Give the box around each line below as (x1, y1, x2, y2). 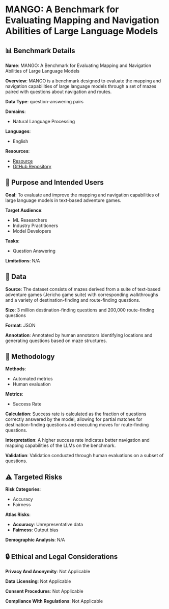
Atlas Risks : (5, 511, 31, 517)
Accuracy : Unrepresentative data (12, 522, 83, 528)
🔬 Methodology (5, 352, 55, 361)
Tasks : (5, 238, 20, 244)
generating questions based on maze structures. (5, 337, 107, 344)
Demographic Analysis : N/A (5, 537, 65, 543)
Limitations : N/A (5, 257, 40, 264)
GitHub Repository (12, 164, 52, 169)
